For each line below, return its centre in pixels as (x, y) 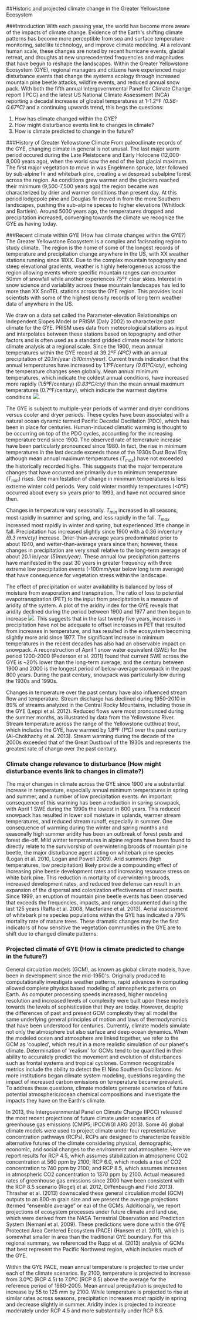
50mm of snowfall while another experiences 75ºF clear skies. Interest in (94, 279)
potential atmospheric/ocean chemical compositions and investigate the (93, 1094)
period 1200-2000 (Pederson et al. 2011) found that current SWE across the (97, 656)
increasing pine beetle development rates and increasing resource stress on (98, 872)
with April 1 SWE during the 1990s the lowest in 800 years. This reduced (93, 809)
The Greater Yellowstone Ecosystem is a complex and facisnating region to (97, 241)
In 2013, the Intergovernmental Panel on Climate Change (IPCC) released (94, 1112)
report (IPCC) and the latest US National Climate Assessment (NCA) (88, 95)
